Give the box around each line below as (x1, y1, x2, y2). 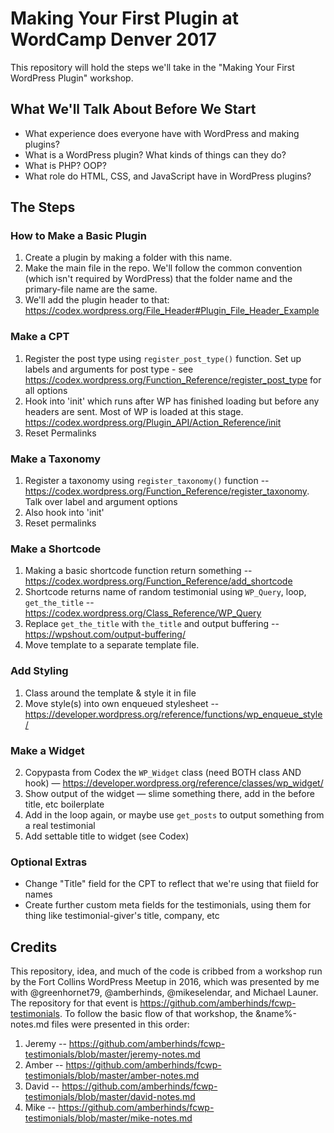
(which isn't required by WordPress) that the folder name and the (24, 273, 293, 285)
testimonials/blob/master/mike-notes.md (24, 1112, 193, 1124)
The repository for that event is (10, 997, 138, 1009)
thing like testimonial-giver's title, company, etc (24, 910, 220, 922)
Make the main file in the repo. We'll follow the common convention (24, 262, 303, 274)
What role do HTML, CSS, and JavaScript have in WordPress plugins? (24, 170, 312, 182)
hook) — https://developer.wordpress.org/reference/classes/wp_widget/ (24, 777, 324, 789)
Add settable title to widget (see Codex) (24, 830, 190, 842)
